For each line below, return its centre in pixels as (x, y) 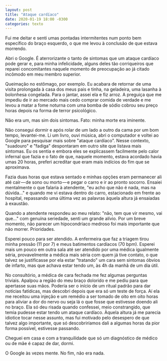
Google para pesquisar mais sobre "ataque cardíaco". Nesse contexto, (78, 141)
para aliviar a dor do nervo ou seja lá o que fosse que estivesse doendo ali (82, 302)
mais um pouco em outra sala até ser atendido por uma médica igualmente (82, 250)
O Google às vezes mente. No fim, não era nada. (55, 353)
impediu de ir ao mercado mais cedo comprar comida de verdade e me (78, 100)
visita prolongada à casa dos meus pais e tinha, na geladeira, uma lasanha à (83, 89)
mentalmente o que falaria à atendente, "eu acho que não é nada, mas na (81, 188)
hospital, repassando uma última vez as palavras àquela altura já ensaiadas (83, 198)
